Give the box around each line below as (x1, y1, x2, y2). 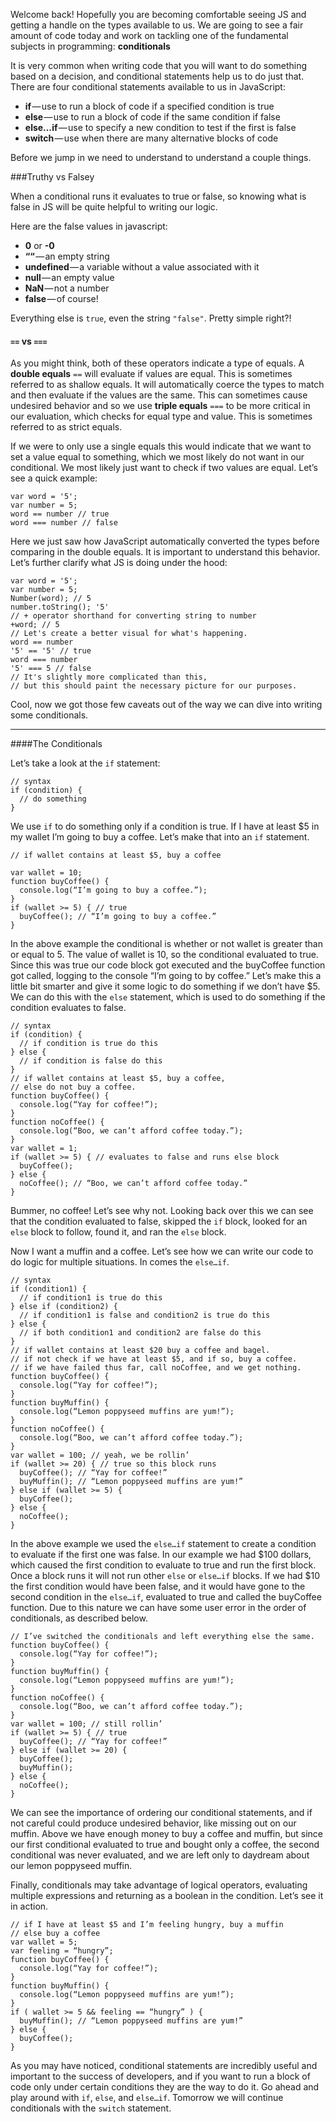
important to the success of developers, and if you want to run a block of (10, 2070, 311, 2083)
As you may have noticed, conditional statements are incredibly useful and (10, 2060, 318, 2072)
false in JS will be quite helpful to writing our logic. (10, 201, 218, 213)
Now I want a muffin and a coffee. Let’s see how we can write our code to (10, 1245, 314, 1258)
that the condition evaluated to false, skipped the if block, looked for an (10, 1215, 308, 1228)
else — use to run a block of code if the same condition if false (24, 111, 281, 123)
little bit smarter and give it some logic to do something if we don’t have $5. (10, 980, 321, 993)
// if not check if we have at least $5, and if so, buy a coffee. (10, 1354, 298, 1364)
